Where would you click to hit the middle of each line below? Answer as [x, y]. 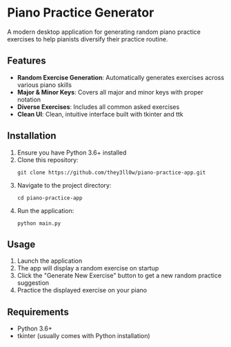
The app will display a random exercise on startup [88, 268]
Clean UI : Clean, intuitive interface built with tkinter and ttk [100, 114]
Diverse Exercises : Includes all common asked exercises [98, 107]
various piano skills [44, 85]
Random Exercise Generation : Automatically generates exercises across [121, 77]
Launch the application [50, 261]
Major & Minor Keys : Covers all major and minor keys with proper [110, 92]
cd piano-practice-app [50, 198]
